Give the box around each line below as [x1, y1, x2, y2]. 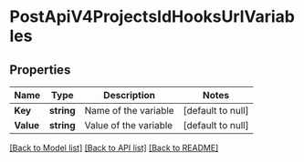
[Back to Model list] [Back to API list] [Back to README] [9, 143, 219, 153]
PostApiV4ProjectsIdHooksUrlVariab [9, 6, 295, 27]
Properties [9, 62, 71, 77]
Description [103, 89, 156, 101]
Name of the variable [84, 105, 175, 116]
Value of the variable [84, 119, 173, 131]
